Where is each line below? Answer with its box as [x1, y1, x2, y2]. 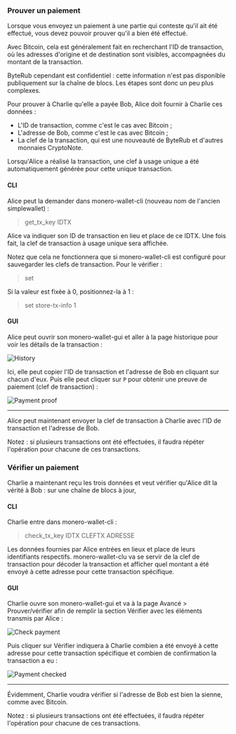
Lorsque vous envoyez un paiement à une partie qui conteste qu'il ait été [7, 22, 218, 30]
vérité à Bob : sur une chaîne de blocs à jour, [7, 486, 137, 494]
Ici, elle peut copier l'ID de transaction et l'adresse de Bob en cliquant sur [7, 367, 220, 375]
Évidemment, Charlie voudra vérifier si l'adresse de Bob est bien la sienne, [7, 690, 223, 699]
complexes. [7, 87, 41, 95]
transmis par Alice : [7, 614, 63, 623]
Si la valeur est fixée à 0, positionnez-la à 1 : [7, 287, 135, 296]
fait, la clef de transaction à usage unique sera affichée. [7, 239, 169, 247]
